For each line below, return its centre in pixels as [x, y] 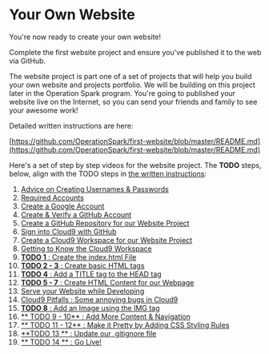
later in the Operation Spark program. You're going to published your [122, 93]
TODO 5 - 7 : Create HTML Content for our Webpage [107, 282]
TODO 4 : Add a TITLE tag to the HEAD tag [91, 274]
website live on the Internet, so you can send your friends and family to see [133, 101]
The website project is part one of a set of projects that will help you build [130, 76]
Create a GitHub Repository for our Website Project [105, 223]
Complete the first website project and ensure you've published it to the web [135, 52]
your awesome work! [44, 110]
